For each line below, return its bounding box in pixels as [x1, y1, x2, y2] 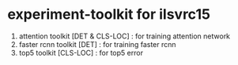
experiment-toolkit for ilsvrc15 [7, 5, 211, 23]
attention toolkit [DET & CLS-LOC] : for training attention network [18, 31, 231, 41]
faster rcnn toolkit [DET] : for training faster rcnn [18, 39, 176, 49]
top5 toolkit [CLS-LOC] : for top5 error [18, 48, 144, 57]
